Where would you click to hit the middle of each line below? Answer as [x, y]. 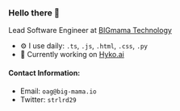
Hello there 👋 [34, 13]
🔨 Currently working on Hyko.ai [72, 55]
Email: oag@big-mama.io [58, 91]
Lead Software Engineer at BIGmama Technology [90, 31]
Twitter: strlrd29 [48, 99]
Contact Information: [44, 72]
